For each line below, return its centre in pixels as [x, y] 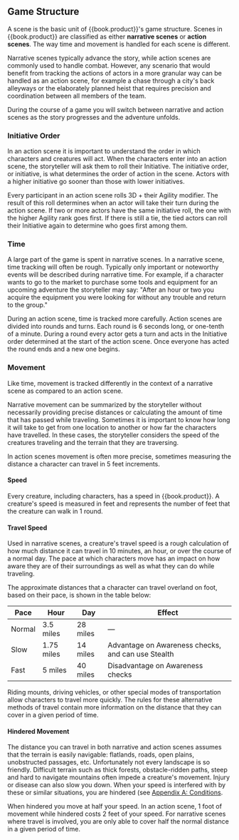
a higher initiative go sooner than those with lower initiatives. [96, 182]
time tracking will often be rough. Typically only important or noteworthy [113, 267]
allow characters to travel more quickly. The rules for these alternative [110, 700]
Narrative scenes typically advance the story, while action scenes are [109, 58]
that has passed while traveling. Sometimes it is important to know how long [119, 419]
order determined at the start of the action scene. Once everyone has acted [118, 342]
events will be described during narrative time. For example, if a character [116, 275]
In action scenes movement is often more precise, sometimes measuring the [119, 456]
